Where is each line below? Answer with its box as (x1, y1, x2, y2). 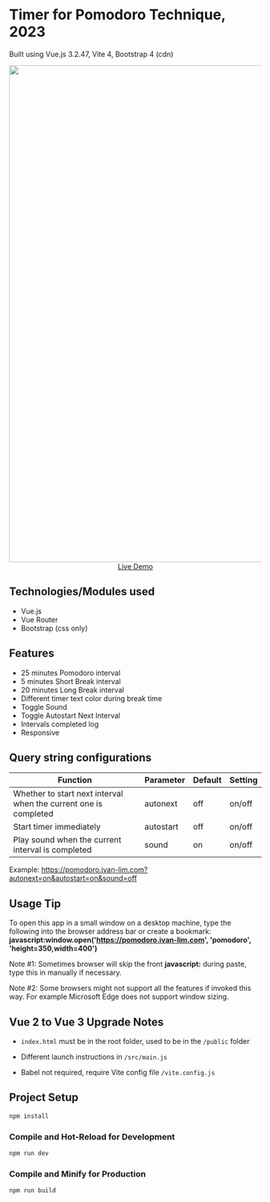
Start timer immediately (13, 821, 101, 833)
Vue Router (20, 614, 58, 624)
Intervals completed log (20, 719, 99, 728)
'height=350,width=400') (9, 943, 98, 953)
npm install (9, 1112, 49, 1120)
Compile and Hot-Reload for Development (9, 1131, 175, 1142)
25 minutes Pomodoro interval (20, 668, 121, 678)
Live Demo (118, 561, 153, 571)
